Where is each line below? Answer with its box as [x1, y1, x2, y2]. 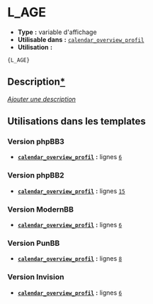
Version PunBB [7, 238, 60, 248]
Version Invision [7, 272, 64, 282]
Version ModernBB [7, 204, 74, 214]
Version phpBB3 [7, 136, 65, 146]
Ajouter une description [7, 94, 76, 103]
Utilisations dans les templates [7, 115, 147, 128]
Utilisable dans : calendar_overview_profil [17, 35, 144, 43]
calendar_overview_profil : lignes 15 [17, 186, 125, 195]
